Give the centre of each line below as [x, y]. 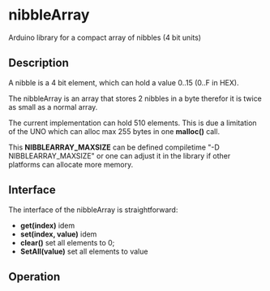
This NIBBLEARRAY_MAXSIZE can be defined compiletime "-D [114, 147]
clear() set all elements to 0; [67, 242]
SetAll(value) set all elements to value [84, 251]
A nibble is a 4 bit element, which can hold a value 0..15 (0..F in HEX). [124, 82]
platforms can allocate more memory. [71, 164]
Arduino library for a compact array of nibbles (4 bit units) [105, 37]
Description [39, 63]
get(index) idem [47, 225]
